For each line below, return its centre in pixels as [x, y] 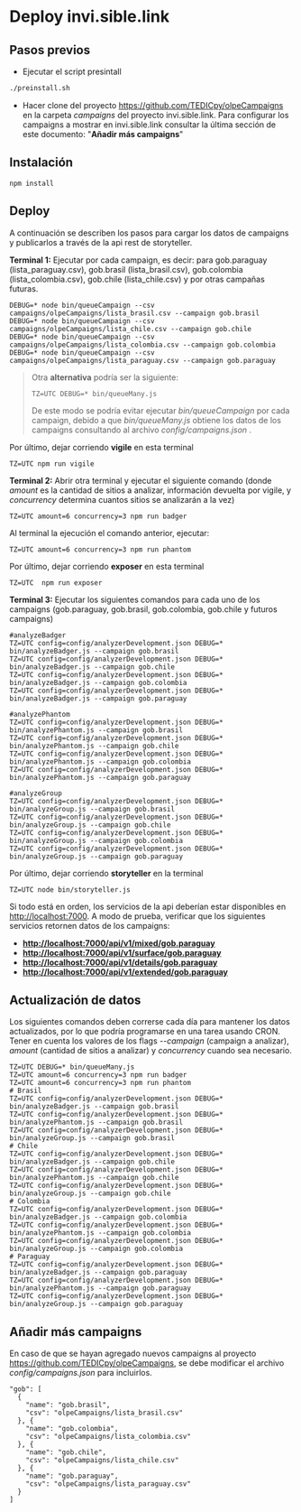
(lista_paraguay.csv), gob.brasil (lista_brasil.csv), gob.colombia [126, 269]
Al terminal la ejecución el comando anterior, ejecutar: [109, 533]
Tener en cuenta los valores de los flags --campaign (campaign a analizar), [150, 1041]
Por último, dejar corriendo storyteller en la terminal [106, 873]
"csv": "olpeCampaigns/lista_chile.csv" [102, 1461]
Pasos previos [50, 50]
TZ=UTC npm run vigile [52, 464]
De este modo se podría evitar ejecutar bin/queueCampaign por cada [160, 410]
